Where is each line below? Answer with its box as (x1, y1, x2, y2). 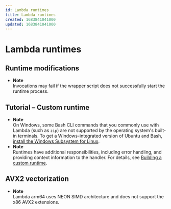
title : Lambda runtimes (5, 12, 56, 17)
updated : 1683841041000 (5, 21, 56, 27)
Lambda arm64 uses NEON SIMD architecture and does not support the (12, 193, 164, 199)
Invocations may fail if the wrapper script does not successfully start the (12, 83, 165, 89)
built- (155, 127, 166, 134)
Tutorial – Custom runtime (5, 103, 90, 112)
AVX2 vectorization (5, 174, 69, 184)
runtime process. (12, 88, 48, 94)
